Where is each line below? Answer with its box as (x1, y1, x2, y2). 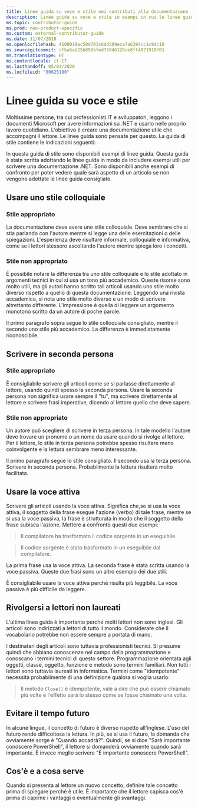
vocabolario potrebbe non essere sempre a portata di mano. (6, 631, 152, 638)
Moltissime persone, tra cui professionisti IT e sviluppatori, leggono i (6, 114, 173, 121)
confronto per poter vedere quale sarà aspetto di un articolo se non (6, 169, 170, 176)
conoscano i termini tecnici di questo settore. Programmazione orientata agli (6, 655, 192, 662)
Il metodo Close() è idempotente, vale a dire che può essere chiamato (20, 685, 191, 692)
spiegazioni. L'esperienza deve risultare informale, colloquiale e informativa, (6, 236, 190, 243)
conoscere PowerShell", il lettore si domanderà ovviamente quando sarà (6, 743, 181, 750)
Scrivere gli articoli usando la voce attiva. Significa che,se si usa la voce (6, 502, 181, 509)
